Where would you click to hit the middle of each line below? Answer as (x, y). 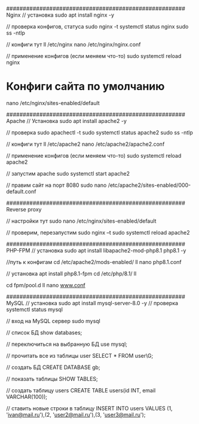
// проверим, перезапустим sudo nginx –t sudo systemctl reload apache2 (98, 232)
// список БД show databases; (44, 332)
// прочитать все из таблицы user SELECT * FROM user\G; (80, 355)
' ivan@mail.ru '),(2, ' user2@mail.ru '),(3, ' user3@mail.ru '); (76, 414)
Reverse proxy (24, 209)
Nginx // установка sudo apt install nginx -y (60, 15)
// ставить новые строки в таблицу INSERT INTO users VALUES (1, (89, 408)
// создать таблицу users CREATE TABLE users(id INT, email (81, 390)
